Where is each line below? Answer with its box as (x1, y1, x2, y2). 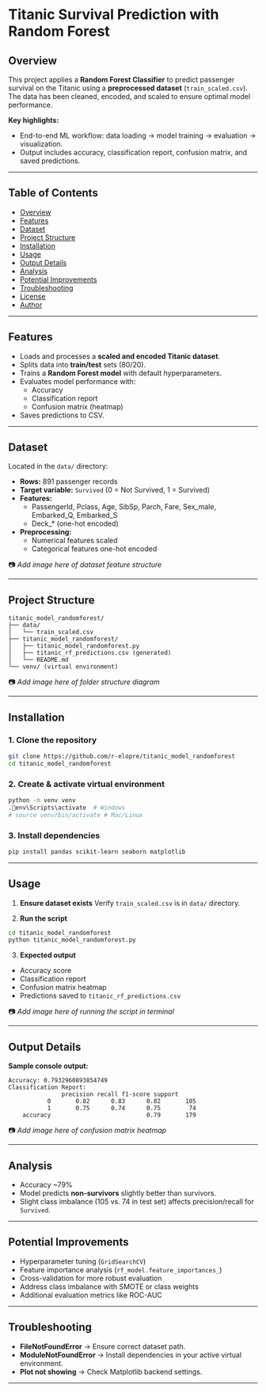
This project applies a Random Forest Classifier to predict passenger (8, 75, 235, 84)
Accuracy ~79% (19, 1180, 73, 1189)
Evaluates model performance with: (19, 376, 136, 386)
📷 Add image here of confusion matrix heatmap (8, 1126, 167, 1135)
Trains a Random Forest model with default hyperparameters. (19, 368, 222, 378)
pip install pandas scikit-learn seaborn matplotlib (8, 847, 186, 856)
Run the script (19, 913, 67, 923)
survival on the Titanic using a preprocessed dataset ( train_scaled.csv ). (8, 83, 248, 93)
